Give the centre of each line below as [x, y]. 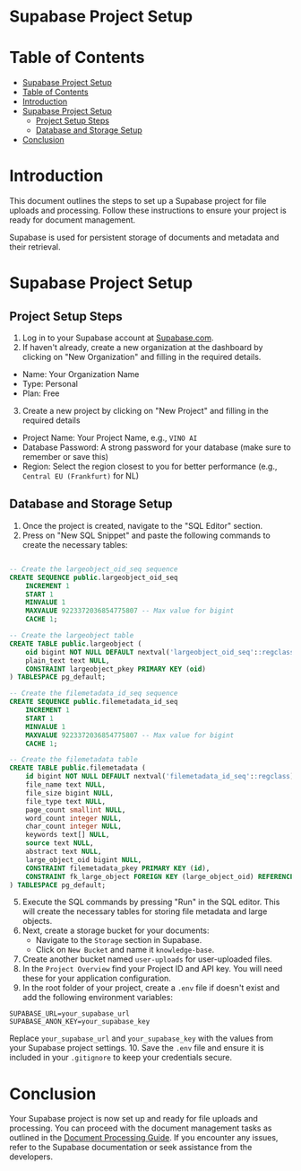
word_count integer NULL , [74, 818]
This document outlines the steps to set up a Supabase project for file [138, 201]
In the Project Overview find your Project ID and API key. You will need [152, 969]
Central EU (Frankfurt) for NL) [81, 476]
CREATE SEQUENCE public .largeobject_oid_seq [94, 577]
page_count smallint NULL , [76, 810]
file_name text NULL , [65, 785]
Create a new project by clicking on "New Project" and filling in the [145, 411]
